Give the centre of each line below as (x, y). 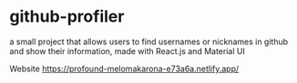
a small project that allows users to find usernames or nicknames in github (149, 41)
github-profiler (67, 17)
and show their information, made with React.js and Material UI (128, 51)
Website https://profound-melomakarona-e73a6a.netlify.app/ (124, 69)
